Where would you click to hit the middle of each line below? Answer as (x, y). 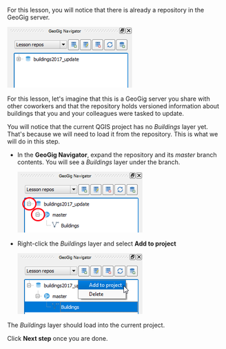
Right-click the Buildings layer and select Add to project (97, 243)
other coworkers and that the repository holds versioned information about (113, 106)
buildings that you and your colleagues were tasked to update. (96, 113)
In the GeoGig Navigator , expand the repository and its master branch (117, 155)
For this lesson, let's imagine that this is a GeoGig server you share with (109, 99)
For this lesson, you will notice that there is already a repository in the (106, 10)
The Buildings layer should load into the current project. (86, 325)
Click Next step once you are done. (58, 338)
